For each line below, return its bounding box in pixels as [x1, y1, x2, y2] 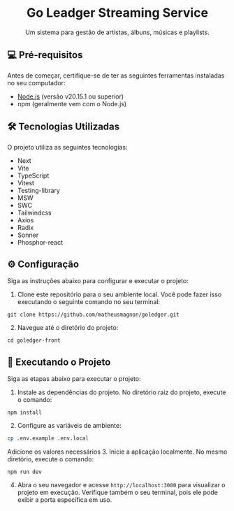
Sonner [17, 231, 39, 239]
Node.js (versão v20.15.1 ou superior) [17, 92, 124, 101]
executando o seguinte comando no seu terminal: [17, 298, 161, 306]
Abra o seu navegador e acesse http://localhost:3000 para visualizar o [17, 481, 226, 489]
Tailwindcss [17, 208, 52, 217]
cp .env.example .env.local [7, 435, 89, 442]
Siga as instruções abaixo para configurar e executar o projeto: [7, 277, 189, 285]
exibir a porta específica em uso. [17, 496, 112, 504]
